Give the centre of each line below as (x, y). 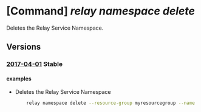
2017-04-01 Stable (35, 64)
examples (19, 78)
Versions (24, 47)
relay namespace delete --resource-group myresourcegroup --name (111, 103)
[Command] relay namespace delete (101, 11)
